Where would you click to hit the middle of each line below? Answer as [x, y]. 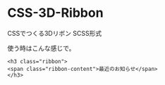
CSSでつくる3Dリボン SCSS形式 [55, 33]
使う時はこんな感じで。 [41, 48]
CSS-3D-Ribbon [55, 13]
